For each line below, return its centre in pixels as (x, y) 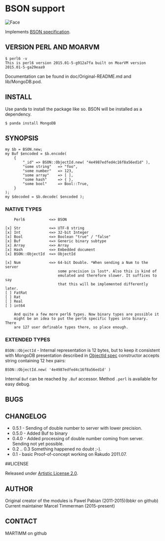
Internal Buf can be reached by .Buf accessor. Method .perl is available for (81, 379)
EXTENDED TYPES (28, 339)
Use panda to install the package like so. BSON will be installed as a (74, 109)
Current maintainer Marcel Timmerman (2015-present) (60, 506)
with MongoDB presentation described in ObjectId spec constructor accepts (82, 355)
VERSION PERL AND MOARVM (52, 47)
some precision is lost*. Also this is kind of (107, 271)
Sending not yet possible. (38, 444)
